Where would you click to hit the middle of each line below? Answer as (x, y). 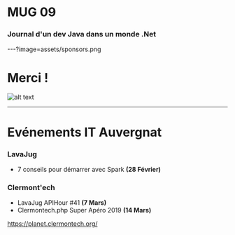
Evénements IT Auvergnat (85, 132)
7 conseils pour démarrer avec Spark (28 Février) (89, 169)
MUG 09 (32, 12)
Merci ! (28, 78)
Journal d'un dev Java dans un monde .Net (81, 34)
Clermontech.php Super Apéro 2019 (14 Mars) (84, 210)
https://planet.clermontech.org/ (52, 224)
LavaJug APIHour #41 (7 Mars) (62, 203)
